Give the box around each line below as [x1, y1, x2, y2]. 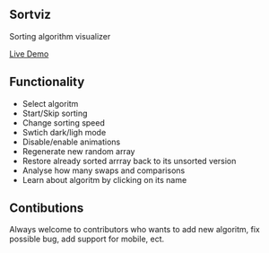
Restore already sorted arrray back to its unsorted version [22, 155, 237, 166]
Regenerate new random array [22, 145, 135, 156]
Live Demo [9, 48, 49, 59]
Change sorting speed [22, 117, 106, 128]
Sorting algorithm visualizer [9, 31, 111, 41]
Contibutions [9, 201, 84, 216]
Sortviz [9, 7, 52, 22]
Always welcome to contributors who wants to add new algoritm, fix [9, 224, 260, 235]
